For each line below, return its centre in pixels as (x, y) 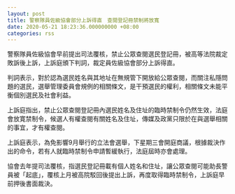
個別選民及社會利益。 (44, 95)
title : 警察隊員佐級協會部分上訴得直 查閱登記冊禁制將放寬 (83, 20)
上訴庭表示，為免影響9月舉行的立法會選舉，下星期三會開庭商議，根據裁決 (113, 143)
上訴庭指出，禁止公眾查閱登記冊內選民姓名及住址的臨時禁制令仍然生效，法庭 (117, 110)
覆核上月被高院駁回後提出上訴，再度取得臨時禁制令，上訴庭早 (136, 175)
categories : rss (31, 33)
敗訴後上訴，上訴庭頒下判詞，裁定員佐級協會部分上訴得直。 (93, 63)
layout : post (26, 14)
